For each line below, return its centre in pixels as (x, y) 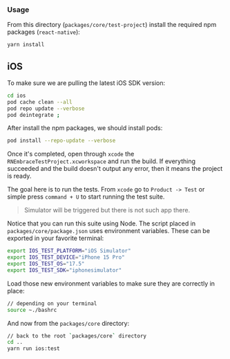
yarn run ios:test (33, 349)
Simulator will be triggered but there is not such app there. (107, 210)
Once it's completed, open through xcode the (71, 154)
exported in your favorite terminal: (56, 238)
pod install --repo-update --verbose (61, 141)
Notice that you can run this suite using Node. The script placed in (101, 223)
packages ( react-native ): (44, 32)
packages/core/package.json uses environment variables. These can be (109, 231)
